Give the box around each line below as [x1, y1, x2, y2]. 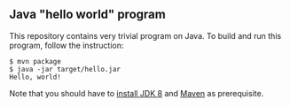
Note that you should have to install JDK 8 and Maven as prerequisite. [9, 88, 264, 98]
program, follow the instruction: [9, 40, 124, 50]
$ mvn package [9, 57, 62, 65]
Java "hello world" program [9, 7, 166, 22]
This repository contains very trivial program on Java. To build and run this [9, 30, 282, 41]
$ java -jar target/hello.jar [9, 65, 121, 73]
